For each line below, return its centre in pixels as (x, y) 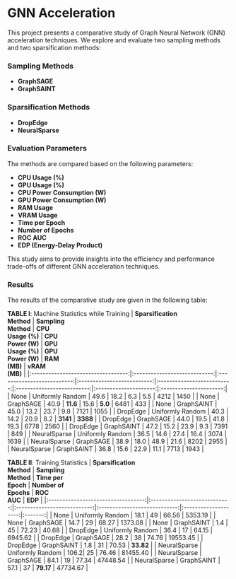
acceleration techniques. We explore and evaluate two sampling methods (114, 40)
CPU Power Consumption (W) (62, 192)
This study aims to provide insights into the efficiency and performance (111, 259)
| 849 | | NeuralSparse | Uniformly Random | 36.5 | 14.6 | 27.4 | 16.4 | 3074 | (117, 434)
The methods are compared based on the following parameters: (100, 163)
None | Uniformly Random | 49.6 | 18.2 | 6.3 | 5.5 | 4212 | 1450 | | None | (115, 397)
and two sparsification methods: (54, 47)
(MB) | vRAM (26, 366)
